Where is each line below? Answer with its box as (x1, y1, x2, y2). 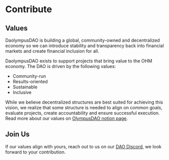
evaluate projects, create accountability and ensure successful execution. (5, 110, 160, 116)
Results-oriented (12, 79, 48, 84)
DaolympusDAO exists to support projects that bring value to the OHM (5, 58, 153, 64)
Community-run (12, 73, 46, 79)
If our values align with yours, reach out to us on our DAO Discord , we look (5, 143, 162, 149)
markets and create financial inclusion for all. (5, 48, 99, 54)
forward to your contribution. (5, 149, 66, 155)
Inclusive (12, 89, 32, 95)
